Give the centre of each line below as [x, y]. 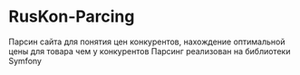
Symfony [25, 61]
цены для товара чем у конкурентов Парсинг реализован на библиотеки [150, 51]
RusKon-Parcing [72, 17]
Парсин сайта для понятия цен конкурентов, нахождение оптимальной [147, 42]
